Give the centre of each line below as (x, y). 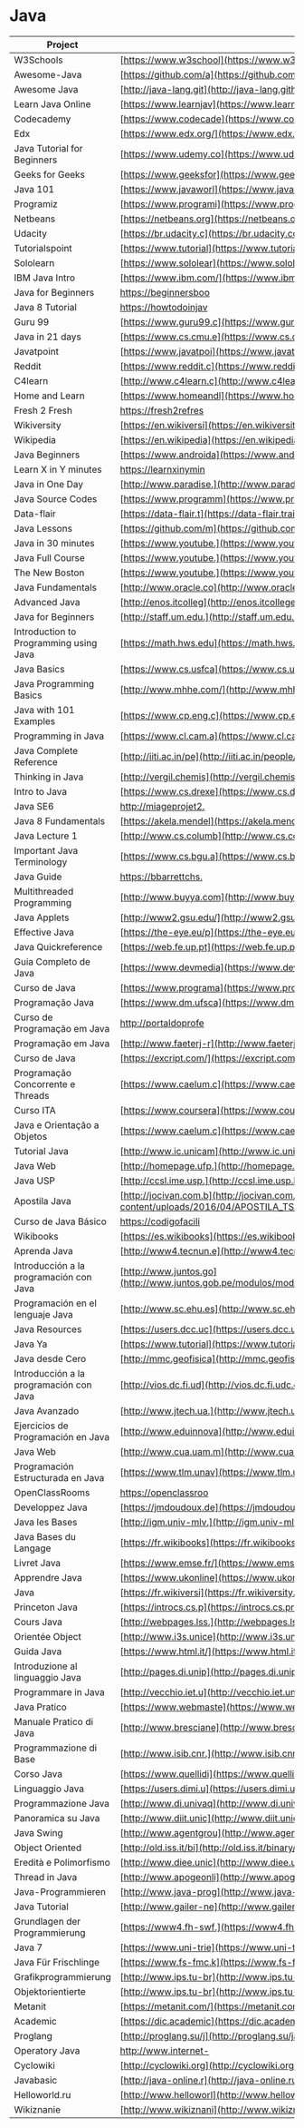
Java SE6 (34, 806)
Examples (35, 721)
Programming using (56, 642)
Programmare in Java (60, 1692)
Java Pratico (41, 1707)
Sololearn (34, 262)
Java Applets (42, 917)
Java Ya (31, 1344)
